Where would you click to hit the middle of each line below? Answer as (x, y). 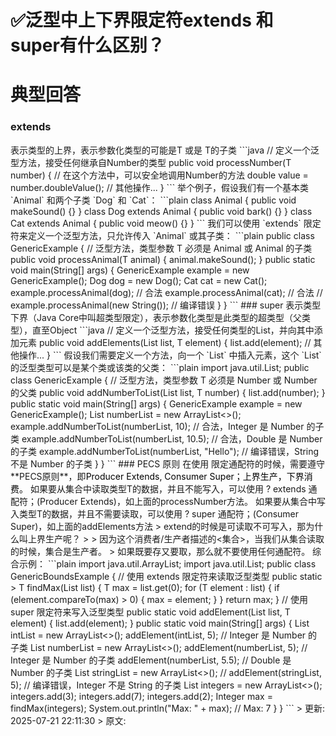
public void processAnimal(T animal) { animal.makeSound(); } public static (163, 259)
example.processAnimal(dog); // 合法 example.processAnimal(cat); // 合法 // (166, 292)
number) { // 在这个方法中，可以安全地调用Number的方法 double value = (159, 175)
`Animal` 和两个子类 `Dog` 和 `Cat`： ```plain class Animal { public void (153, 200)
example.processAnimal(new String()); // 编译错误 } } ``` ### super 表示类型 (166, 305)
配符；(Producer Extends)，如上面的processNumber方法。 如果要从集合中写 (168, 501)
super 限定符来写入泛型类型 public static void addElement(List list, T (150, 612)
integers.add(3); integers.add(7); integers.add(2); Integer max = (141, 696)
